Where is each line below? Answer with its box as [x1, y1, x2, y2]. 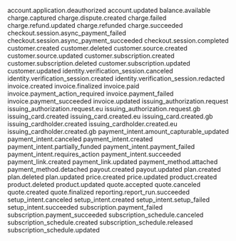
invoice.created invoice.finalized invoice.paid [7, 82, 140, 90]
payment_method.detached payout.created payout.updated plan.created [7, 165, 221, 173]
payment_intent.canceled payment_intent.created [7, 135, 153, 143]
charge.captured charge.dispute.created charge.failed [7, 14, 167, 22]
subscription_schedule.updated [7, 226, 100, 234]
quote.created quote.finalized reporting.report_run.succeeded [7, 188, 190, 196]
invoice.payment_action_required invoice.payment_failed [7, 89, 174, 98]
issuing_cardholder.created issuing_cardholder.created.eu [7, 120, 178, 128]
